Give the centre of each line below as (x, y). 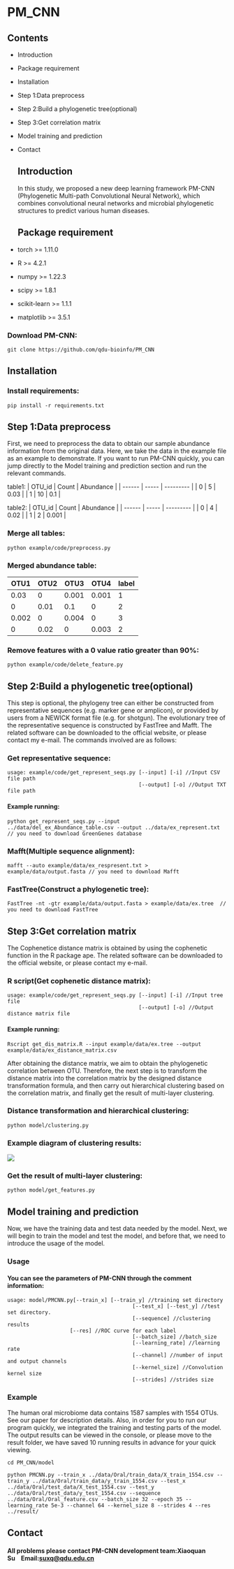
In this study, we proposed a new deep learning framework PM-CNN (116, 188)
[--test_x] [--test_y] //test (176, 1307)
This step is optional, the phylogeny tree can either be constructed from (111, 703)
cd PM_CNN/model (31, 1462)
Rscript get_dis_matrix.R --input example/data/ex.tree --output (104, 1044)
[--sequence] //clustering (171, 1319)
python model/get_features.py (51, 1190)
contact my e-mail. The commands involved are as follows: (92, 740)
